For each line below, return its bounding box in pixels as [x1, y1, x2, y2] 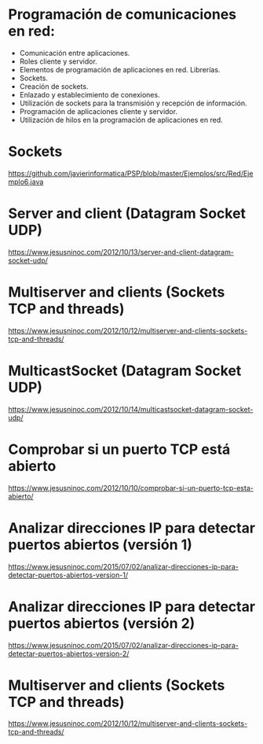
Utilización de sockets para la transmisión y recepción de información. [19, 98, 247, 108]
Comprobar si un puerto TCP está [8, 440, 231, 458]
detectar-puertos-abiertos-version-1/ [8, 570, 128, 580]
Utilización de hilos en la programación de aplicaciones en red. [19, 115, 224, 124]
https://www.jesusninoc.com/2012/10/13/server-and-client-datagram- [8, 247, 234, 256]
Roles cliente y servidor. [19, 57, 98, 66]
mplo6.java [8, 177, 44, 186]
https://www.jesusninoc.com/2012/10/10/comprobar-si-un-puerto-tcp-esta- [8, 483, 254, 492]
